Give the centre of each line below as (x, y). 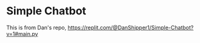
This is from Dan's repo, (36, 27)
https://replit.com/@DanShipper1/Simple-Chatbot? (131, 27)
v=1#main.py (22, 33)
